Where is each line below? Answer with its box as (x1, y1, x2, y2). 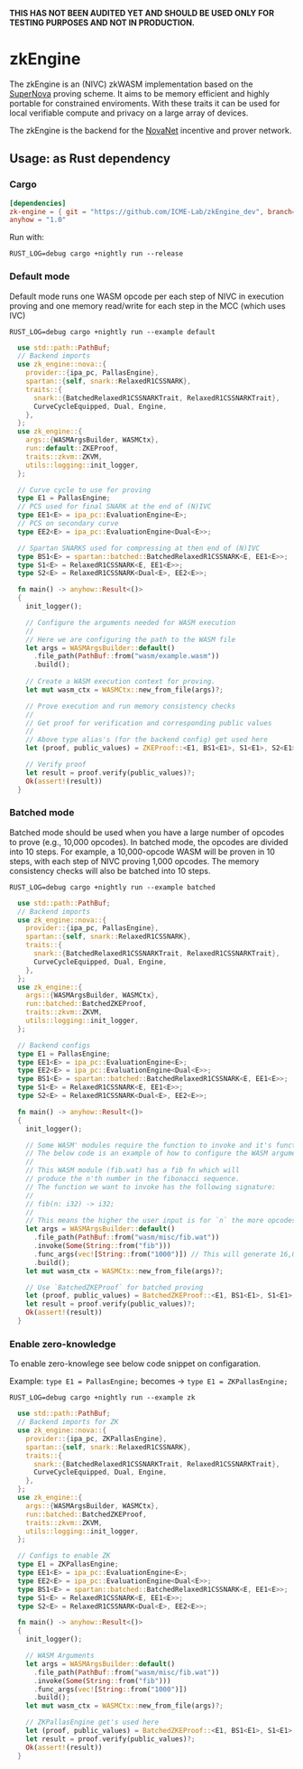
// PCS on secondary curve (17, 519, 119, 528)
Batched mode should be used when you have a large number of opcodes (9, 826, 285, 838)
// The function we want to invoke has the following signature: (25, 1182, 277, 1191)
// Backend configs (17, 1040, 91, 1050)
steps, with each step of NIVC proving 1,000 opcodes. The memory (9, 855, 260, 866)
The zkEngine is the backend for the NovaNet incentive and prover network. (9, 125, 292, 135)
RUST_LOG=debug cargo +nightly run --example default (9, 327, 216, 337)
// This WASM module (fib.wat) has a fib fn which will (25, 1166, 241, 1175)
